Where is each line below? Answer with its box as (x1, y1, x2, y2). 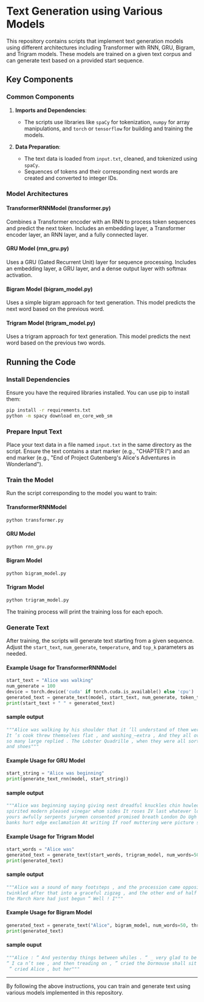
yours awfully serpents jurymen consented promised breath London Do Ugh (6, 814, 197, 820)
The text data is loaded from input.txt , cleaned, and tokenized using (24, 155, 197, 162)
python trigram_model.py (6, 597, 69, 603)
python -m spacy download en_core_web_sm (6, 413, 113, 419)
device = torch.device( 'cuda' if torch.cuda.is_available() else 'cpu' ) (6, 688, 194, 695)
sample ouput (6, 941, 42, 948)
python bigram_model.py (6, 570, 67, 576)
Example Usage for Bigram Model (6, 909, 92, 916)
